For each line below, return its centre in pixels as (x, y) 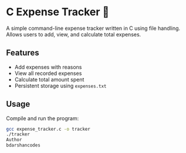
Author (14, 140)
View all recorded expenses (48, 73)
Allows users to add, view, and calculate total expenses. (74, 34)
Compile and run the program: (43, 118)
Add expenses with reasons (48, 67)
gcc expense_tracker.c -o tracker (48, 129)
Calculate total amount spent (49, 79)
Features (23, 53)
